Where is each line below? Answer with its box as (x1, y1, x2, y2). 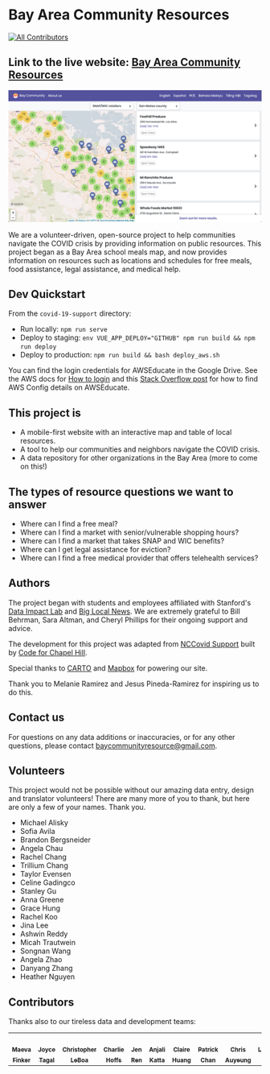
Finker (12, 1056, 31, 1064)
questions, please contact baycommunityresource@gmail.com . (8, 741, 218, 750)
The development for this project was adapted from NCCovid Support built (8, 638, 256, 649)
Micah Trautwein (19, 938, 76, 948)
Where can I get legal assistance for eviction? (19, 545, 171, 555)
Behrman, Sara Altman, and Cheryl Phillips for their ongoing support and (8, 614, 248, 625)
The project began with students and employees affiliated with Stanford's (8, 597, 252, 607)
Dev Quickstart (8, 287, 86, 301)
